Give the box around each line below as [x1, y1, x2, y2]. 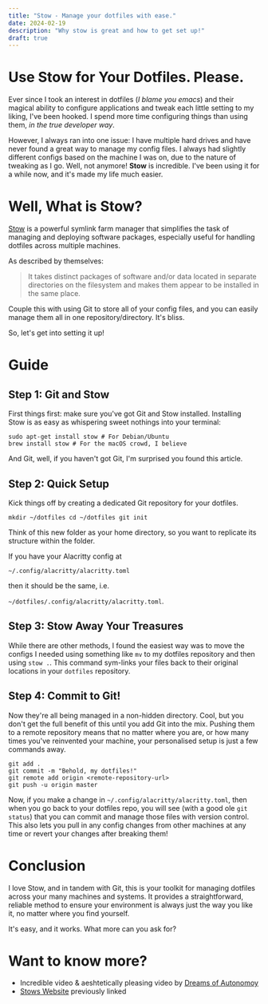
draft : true [8, 34, 48, 42]
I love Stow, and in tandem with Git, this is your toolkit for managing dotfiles [8, 883, 255, 892]
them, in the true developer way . [8, 121, 116, 130]
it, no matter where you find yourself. [8, 908, 130, 918]
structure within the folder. [8, 536, 96, 545]
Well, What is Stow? [8, 197, 143, 215]
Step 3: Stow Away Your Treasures [8, 619, 184, 633]
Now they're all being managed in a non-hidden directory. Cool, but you [8, 710, 244, 720]
